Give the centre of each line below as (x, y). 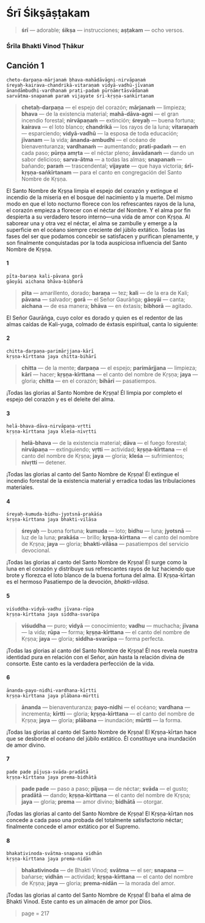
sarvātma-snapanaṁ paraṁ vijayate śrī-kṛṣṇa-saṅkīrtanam (80, 96)
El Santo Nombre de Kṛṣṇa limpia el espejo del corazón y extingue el (92, 190)
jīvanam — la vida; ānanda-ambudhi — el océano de (88, 140)
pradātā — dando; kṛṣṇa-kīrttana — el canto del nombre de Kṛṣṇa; (106, 795)
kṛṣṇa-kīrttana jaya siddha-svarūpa (53, 614)
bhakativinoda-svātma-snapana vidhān (54, 854)
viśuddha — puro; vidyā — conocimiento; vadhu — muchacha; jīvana (110, 626)
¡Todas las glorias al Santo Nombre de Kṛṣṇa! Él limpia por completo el (94, 393)
